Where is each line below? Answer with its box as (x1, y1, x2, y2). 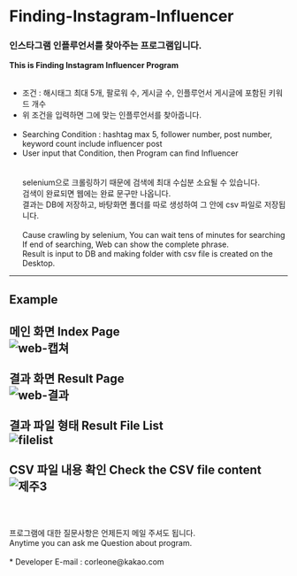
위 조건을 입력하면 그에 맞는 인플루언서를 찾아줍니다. (21, 110, 202, 120)
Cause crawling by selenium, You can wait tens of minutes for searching (21, 230, 286, 241)
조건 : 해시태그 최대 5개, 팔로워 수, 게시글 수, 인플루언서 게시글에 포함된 (21, 88, 267, 98)
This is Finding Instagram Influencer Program (9, 60, 179, 71)
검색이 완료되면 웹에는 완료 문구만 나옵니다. (21, 188, 171, 199)
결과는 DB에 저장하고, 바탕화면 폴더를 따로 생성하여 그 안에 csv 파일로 (21, 199, 263, 210)
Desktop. (21, 258, 56, 269)
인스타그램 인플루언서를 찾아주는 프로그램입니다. (9, 40, 202, 52)
